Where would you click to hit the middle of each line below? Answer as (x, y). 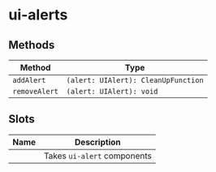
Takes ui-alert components (97, 156)
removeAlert (36, 91)
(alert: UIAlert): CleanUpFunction (135, 80)
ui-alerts (38, 15)
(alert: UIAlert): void (112, 91)
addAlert (29, 80)
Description (97, 142)
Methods (32, 45)
